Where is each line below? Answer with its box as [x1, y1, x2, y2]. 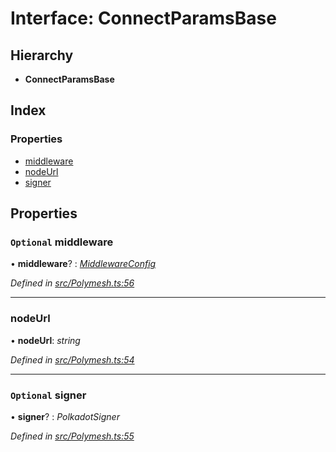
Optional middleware [10, 235, 114, 249]
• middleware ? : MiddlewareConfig [10, 258, 157, 270]
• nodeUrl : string [10, 334, 81, 346]
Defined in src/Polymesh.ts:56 [10, 277, 135, 289]
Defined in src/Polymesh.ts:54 [10, 353, 135, 366]
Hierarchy [10, 47, 74, 64]
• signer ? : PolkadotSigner [10, 410, 120, 422]
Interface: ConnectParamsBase [10, 7, 277, 30]
